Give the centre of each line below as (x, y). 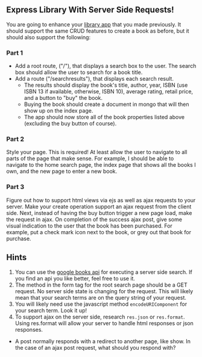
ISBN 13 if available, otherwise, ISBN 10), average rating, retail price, (109, 92)
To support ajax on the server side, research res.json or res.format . (100, 317)
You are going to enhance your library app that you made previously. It (94, 24)
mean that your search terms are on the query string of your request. (101, 297)
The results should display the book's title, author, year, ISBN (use (106, 85)
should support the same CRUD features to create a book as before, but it (98, 31)
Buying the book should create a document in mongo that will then (106, 104)
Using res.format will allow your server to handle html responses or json (104, 323)
